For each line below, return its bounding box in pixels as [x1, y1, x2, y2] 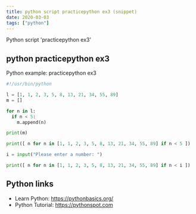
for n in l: [6, 108, 36, 114]
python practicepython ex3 [6, 53, 110, 63]
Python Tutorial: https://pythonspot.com [14, 201, 113, 208]
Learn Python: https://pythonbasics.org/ [14, 195, 114, 202]
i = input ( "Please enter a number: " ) [6, 152, 102, 158]
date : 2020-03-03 [6, 14, 49, 20]
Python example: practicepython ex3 [6, 69, 97, 77]
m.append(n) [17, 119, 46, 126]
